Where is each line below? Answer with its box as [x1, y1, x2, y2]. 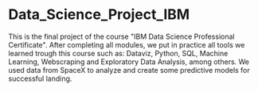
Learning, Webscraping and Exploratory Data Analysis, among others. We [8, 57, 249, 66]
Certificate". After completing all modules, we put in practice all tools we [8, 40, 245, 49]
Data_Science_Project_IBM [8, 6, 190, 24]
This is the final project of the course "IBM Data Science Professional [8, 32, 235, 41]
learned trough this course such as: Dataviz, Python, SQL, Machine [8, 48, 229, 58]
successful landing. [8, 74, 72, 83]
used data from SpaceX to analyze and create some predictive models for [8, 65, 251, 74]
